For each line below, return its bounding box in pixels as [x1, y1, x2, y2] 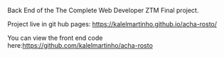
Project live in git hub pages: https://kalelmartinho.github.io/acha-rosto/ [7, 20, 218, 28]
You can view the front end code [7, 33, 103, 42]
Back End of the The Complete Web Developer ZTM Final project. [7, 6, 199, 14]
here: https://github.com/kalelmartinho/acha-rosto [7, 41, 153, 49]
